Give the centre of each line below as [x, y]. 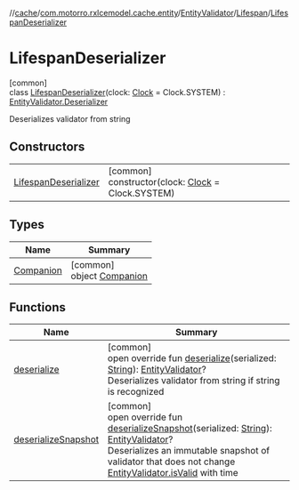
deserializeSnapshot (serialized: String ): [190, 429]
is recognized [136, 392]
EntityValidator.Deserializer [59, 101]
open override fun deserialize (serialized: [192, 358]
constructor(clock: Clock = [164, 181]
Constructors [47, 147]
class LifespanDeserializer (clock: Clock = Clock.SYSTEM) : [117, 92]
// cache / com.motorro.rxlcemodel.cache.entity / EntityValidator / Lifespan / [140, 13]
